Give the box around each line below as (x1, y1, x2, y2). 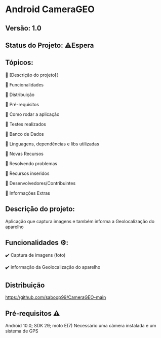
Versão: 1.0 (5, 24, 42, 33)
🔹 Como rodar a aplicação (5, 111, 60, 117)
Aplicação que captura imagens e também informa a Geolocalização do (5, 218, 155, 224)
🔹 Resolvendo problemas (5, 160, 57, 166)
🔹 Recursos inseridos (5, 170, 50, 176)
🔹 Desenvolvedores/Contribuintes (5, 180, 76, 186)
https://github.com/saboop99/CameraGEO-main (5, 294, 106, 300)
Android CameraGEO (5, 4, 95, 15)
